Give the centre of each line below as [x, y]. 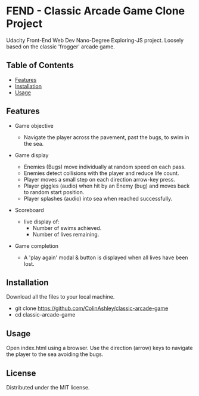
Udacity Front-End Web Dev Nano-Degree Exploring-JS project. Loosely [95, 40]
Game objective [34, 125]
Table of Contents [40, 65]
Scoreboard [29, 210]
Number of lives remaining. [66, 234]
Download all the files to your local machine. [60, 297]
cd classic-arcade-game [45, 315]
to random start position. [54, 192]
